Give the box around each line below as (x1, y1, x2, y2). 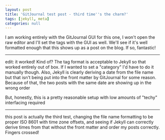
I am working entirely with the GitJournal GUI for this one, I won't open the (5, 34, 156, 40)
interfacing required (5, 100, 45, 106)
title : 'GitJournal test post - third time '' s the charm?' (5, 12, 129, 17)
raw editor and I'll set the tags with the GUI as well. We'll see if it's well (5, 40, 148, 46)
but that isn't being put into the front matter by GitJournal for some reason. (5, 75, 156, 81)
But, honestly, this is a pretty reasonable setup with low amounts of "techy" (5, 94, 158, 101)
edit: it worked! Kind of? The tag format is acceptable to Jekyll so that (5, 59, 146, 65)
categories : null (5, 21, 41, 26)
